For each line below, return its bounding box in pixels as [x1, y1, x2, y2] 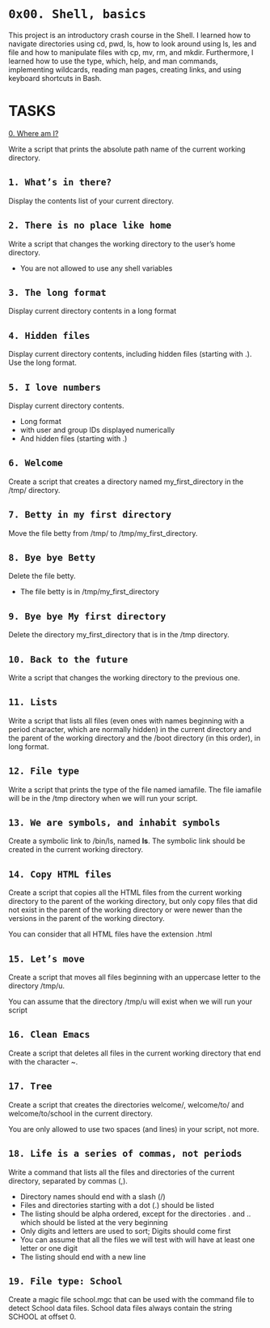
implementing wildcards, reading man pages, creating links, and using [8, 64, 242, 75]
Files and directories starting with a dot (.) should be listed [19, 1200, 214, 1210]
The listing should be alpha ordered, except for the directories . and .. [19, 1209, 251, 1219]
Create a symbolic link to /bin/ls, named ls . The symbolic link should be [8, 836, 246, 846]
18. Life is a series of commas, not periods [8, 1148, 243, 1159]
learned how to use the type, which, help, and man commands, [8, 56, 218, 66]
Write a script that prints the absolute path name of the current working [8, 144, 246, 154]
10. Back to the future [8, 653, 129, 665]
